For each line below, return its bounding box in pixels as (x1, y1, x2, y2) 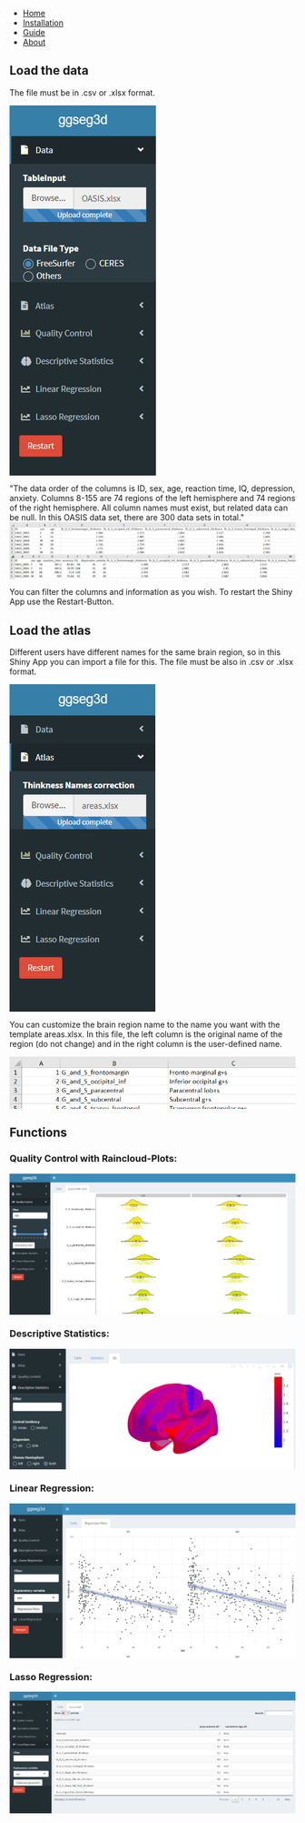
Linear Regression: (9, 1482, 94, 1495)
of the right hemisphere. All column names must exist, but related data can (9, 502, 289, 513)
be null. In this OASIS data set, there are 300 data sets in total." (9, 511, 245, 522)
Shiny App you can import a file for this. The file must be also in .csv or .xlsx (9, 657, 294, 668)
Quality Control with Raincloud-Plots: (9, 1153, 178, 1165)
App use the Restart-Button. (9, 596, 114, 608)
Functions (9, 1125, 68, 1141)
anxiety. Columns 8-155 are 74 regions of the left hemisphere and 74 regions (9, 492, 297, 503)
